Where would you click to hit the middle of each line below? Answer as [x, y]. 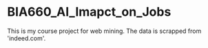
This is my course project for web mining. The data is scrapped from [104, 31]
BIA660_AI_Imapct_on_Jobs [89, 12]
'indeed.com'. [27, 38]
